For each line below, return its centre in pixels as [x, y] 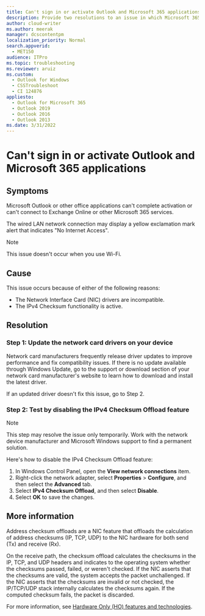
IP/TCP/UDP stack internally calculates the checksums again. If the [91, 588]
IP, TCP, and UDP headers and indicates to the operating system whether [98, 562]
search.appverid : [28, 46]
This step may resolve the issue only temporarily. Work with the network [97, 434]
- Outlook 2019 [31, 108]
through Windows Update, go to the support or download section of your [98, 369]
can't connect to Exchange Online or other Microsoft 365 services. [90, 212]
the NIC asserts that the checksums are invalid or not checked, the [90, 582]
